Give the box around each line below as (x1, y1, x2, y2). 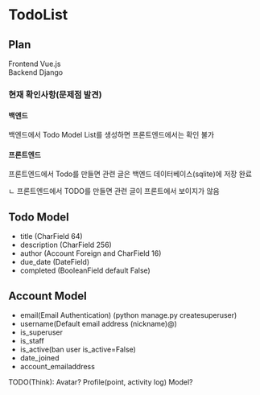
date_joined (19, 352, 60, 363)
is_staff (19, 335, 44, 345)
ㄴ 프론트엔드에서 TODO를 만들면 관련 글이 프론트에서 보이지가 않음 (8, 187, 220, 196)
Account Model (8, 289, 87, 302)
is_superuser (19, 327, 63, 337)
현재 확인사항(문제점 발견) (8, 88, 102, 100)
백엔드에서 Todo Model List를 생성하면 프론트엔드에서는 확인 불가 (8, 130, 215, 140)
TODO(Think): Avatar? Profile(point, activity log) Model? (8, 376, 193, 387)
